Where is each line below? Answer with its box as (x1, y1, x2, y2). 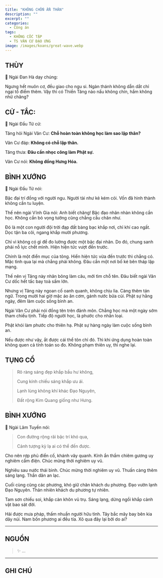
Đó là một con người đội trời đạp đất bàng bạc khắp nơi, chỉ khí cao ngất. (5, 224, 150, 230)
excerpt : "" (5, 16, 29, 21)
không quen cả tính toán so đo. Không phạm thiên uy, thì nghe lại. (5, 342, 137, 348)
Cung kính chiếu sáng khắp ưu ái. (16, 378, 84, 384)
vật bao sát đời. (5, 502, 36, 507)
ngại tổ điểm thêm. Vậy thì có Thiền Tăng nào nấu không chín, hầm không (5, 89, 152, 95)
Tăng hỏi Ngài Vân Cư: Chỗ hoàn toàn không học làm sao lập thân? (5, 130, 141, 136)
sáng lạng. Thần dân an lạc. (5, 472, 61, 478)
